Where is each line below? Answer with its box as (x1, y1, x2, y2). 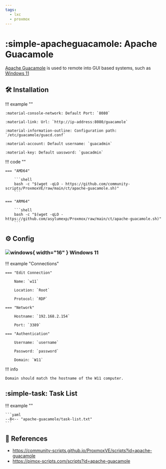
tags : (5, 7, 16, 12)
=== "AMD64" (5, 168, 30, 173)
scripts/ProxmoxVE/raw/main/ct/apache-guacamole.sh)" (5, 186, 120, 191)
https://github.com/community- (65, 181, 131, 187)
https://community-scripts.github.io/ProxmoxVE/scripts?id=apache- (12, 448, 153, 454)
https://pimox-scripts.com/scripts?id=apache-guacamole (12, 458, 131, 464)
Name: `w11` (14, 279, 39, 284)
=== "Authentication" (5, 331, 50, 336)
